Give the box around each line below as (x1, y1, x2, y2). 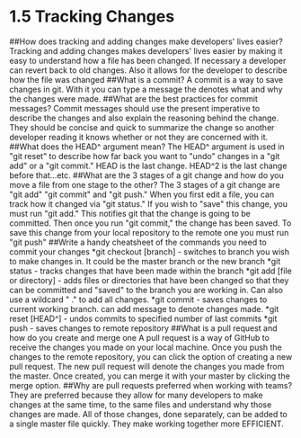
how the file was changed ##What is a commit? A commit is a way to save (9, 74, 284, 85)
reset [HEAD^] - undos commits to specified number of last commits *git (9, 313, 278, 324)
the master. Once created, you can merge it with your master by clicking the (9, 371, 290, 381)
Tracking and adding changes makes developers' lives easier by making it (9, 45, 283, 56)
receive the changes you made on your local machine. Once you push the (9, 342, 283, 353)
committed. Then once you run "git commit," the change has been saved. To (9, 218, 292, 228)
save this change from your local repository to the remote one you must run (9, 227, 289, 237)
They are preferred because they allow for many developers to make (9, 389, 263, 400)
